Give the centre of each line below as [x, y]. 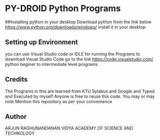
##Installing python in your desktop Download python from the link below [78, 22]
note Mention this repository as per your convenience [59, 101]
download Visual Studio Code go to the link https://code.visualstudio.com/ [79, 59]
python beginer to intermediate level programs [51, 64]
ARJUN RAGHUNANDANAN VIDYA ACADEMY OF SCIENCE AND [69, 128]
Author [16, 117]
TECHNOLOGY [20, 133]
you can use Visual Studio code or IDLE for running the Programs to [73, 54]
